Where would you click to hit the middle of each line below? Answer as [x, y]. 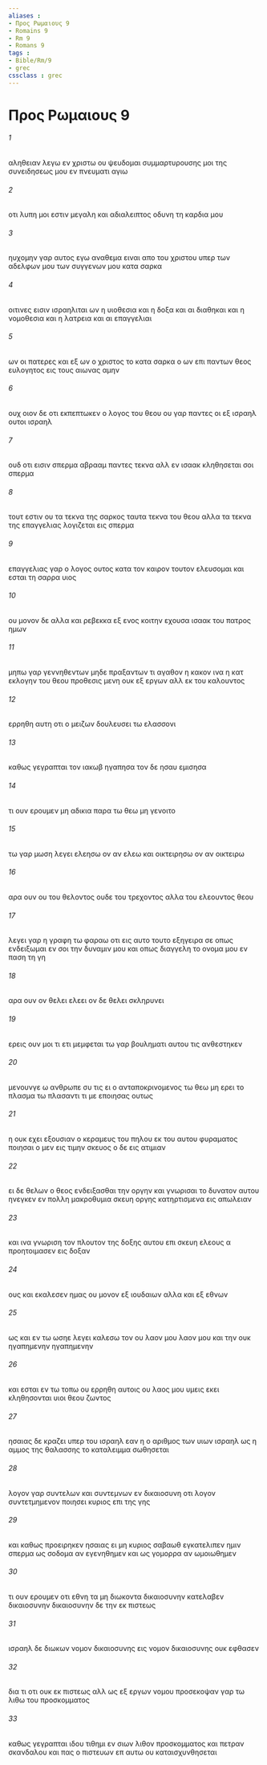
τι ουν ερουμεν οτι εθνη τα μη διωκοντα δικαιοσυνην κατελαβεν [116, 1596]
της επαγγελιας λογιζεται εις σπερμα [71, 525]
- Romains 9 [28, 31]
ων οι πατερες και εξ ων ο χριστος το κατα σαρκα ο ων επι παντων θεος [130, 361]
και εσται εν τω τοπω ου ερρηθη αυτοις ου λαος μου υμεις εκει [114, 1389]
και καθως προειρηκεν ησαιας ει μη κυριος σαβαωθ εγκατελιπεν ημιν [125, 1545]
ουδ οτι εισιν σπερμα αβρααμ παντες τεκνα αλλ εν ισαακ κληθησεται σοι [131, 465]
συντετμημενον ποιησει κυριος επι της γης [79, 1502]
